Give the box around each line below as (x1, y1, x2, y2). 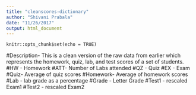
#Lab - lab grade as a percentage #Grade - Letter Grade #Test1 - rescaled (6, 77, 188, 84)
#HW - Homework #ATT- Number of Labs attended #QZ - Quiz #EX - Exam (6, 65, 190, 72)
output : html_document (6, 25, 62, 31)
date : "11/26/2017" (6, 20, 55, 26)
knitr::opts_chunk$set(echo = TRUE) (6, 42, 97, 47)
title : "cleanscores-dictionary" (6, 8, 89, 15)
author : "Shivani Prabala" (6, 14, 73, 20)
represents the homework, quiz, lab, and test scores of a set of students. (6, 58, 184, 65)
